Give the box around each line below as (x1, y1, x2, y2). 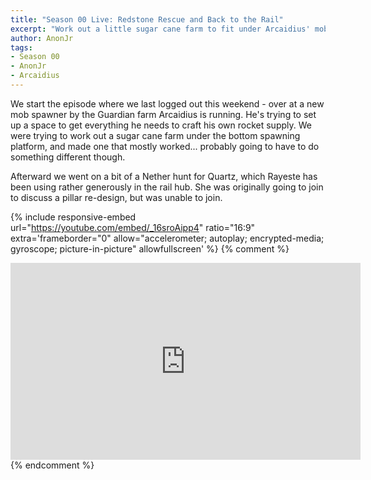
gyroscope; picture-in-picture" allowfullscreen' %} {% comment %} (10, 242, 290, 255)
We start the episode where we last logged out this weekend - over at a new (10, 97, 325, 110)
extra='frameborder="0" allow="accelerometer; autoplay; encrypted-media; (10, 232, 325, 244)
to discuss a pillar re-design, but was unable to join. (10, 191, 223, 203)
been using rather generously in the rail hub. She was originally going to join (10, 181, 324, 193)
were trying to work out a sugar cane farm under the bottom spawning (10, 129, 301, 141)
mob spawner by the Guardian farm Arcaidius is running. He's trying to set (10, 108, 317, 120)
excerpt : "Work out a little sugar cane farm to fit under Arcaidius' (10, 24, 311, 34)
